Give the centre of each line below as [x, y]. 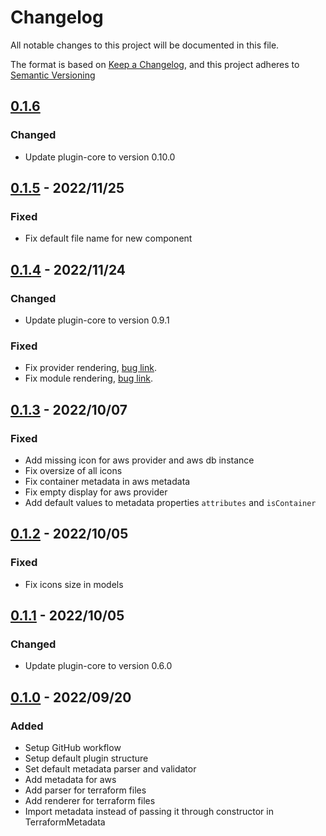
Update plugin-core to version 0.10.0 [100, 157]
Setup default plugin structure [86, 758]
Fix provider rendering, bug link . [90, 368]
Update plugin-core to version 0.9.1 [97, 320]
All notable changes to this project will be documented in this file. [145, 45]
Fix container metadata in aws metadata [107, 481]
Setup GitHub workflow [73, 748]
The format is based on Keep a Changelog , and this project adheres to [155, 64]
